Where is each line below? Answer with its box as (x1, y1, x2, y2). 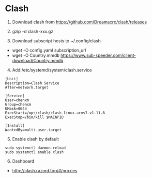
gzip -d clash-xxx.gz (12, 28, 54, 34)
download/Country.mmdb (12, 57, 63, 63)
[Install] (5, 123, 25, 128)
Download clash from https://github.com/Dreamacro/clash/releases (12, 19, 147, 25)
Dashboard (12, 158, 35, 164)
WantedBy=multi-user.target (5, 127, 62, 132)
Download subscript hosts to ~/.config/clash (12, 37, 101, 44)
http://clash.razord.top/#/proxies (12, 167, 77, 173)
